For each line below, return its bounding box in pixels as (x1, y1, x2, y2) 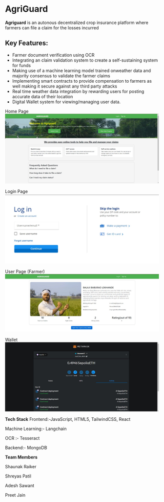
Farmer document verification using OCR (12, 52, 95, 58)
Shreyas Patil (5, 473, 32, 479)
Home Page (5, 108, 29, 114)
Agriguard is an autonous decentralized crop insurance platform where (5, 20, 149, 25)
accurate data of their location (12, 93, 73, 99)
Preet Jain (5, 492, 26, 498)
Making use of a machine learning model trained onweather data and (12, 68, 151, 73)
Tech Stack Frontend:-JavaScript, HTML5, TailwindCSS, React (5, 416, 131, 422)
